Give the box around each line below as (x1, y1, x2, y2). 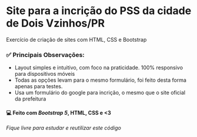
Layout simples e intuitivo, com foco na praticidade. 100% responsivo (14, 64, 183, 71)
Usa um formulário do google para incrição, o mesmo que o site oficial (14, 89, 186, 96)
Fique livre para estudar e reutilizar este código (6, 125, 122, 132)
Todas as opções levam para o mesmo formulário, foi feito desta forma (14, 76, 187, 83)
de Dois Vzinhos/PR (6, 16, 105, 30)
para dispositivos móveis (14, 71, 75, 78)
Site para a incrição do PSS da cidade (6, 4, 192, 18)
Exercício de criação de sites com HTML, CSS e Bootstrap (6, 36, 147, 43)
